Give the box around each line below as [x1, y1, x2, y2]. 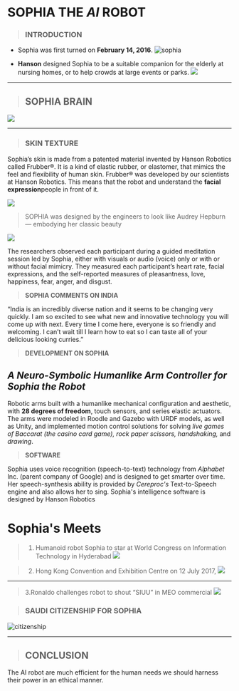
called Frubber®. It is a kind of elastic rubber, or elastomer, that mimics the [7, 162, 225, 171]
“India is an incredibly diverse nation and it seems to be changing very [7, 304, 213, 313]
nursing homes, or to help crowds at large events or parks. [17, 68, 190, 77]
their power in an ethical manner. [7, 676, 104, 685]
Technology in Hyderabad [35, 552, 112, 561]
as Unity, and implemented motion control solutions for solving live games [7, 422, 225, 431]
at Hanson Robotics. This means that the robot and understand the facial [7, 177, 221, 186]
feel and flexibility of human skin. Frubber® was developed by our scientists [7, 170, 230, 178]
